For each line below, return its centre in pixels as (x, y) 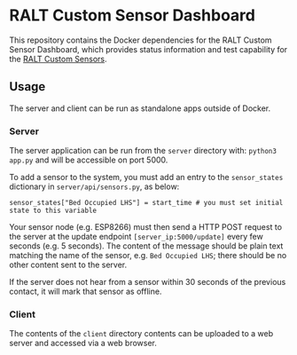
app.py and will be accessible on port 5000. (89, 160)
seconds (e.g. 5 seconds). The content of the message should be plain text (146, 246)
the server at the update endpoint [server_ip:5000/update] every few (136, 237)
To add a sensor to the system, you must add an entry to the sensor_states (146, 177)
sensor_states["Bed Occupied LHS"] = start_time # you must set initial (146, 203)
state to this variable (53, 211)
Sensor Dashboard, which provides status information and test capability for (148, 49)
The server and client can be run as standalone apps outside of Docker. (140, 108)
